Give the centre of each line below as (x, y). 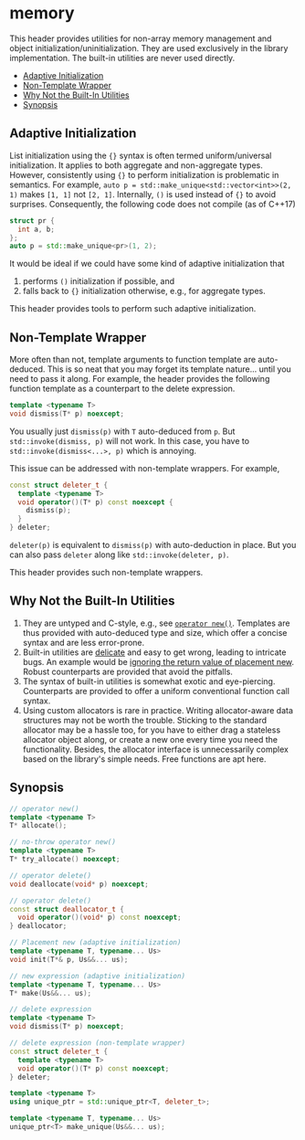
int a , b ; (36, 229)
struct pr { (32, 221)
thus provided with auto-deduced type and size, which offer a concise (155, 632)
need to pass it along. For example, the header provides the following (140, 379)
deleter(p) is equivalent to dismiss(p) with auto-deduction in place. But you (153, 545)
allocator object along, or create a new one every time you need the (150, 739)
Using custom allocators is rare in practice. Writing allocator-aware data (158, 710)
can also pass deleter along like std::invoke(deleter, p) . (119, 554)
